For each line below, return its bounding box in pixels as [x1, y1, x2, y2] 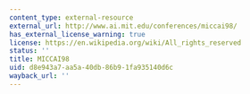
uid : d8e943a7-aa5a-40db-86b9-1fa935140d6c [9, 64, 174, 73]
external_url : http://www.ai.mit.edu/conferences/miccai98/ [9, 21, 238, 30]
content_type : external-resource [9, 13, 134, 22]
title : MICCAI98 [9, 55, 70, 64]
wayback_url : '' [9, 72, 70, 81]
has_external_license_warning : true [9, 30, 146, 38]
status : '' [9, 47, 50, 56]
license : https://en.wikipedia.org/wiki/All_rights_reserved [9, 38, 242, 47]
